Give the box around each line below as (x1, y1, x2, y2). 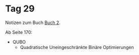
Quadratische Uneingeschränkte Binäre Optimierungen (20, 44, 134, 50)
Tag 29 (5, 3, 35, 14)
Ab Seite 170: (5, 29, 33, 35)
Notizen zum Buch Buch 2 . (5, 19, 60, 25)
